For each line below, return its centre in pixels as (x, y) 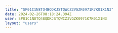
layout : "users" (22, 23)
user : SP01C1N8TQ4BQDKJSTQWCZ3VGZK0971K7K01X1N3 (56, 18)
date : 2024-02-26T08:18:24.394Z (38, 14)
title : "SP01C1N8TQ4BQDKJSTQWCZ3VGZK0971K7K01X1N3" (59, 9)
